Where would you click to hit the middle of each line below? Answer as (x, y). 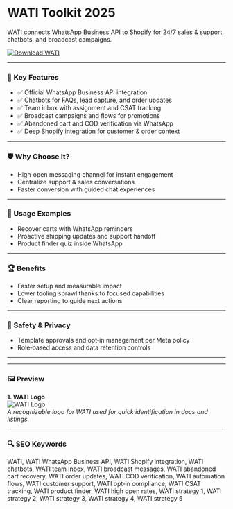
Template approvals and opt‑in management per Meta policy (103, 340)
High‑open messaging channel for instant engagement (95, 174)
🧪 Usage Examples (39, 214)
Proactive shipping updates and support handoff (86, 236)
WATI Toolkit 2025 (61, 13)
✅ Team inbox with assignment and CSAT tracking (89, 108)
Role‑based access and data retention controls (84, 347)
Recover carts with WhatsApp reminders (75, 228)
